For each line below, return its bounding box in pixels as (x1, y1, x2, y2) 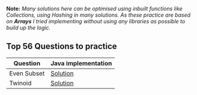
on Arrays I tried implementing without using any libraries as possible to (6, 18, 186, 24)
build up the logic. (6, 24, 51, 31)
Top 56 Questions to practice (6, 41, 117, 51)
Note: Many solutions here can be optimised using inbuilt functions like (6, 5, 183, 12)
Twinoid (9, 79, 32, 87)
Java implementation (50, 59, 112, 68)
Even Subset (9, 69, 45, 77)
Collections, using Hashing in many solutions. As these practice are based (6, 11, 191, 19)
